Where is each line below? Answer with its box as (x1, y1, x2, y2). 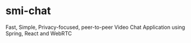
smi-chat (5, 4, 51, 18)
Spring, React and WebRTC (5, 29, 72, 37)
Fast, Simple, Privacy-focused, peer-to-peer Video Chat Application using (5, 24, 186, 31)
